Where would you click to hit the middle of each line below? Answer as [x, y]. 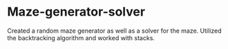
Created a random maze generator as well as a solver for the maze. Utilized [115, 31]
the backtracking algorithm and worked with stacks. [81, 37]
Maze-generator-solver [76, 12]
